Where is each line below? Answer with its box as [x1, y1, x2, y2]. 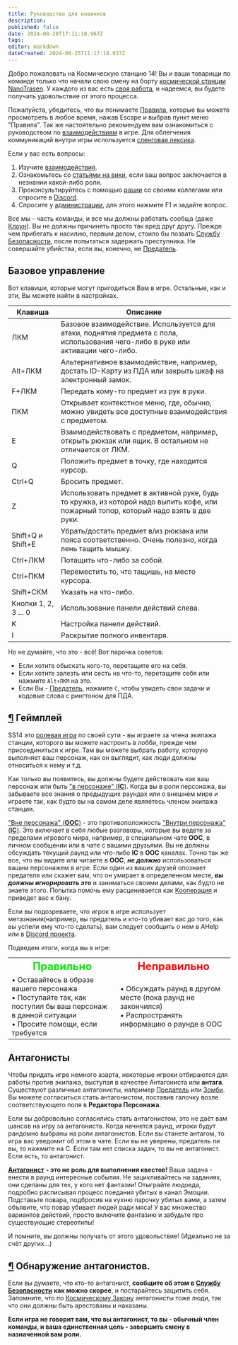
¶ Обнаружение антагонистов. [8, 1260, 150, 1272]
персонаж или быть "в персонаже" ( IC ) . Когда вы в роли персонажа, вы [8, 782, 227, 790]
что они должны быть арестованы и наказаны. [8, 1301, 149, 1310]
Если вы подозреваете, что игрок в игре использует [8, 907, 166, 916]
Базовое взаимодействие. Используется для [60, 319, 215, 329]
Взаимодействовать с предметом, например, [60, 427, 218, 437]
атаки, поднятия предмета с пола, [60, 328, 179, 337]
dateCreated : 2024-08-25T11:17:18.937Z [8, 50, 126, 57]
